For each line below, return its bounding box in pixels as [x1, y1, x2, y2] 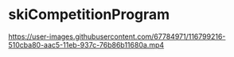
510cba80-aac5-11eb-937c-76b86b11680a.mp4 [8, 40, 165, 49]
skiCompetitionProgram [8, 6, 170, 24]
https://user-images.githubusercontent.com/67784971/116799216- [8, 32, 226, 41]
